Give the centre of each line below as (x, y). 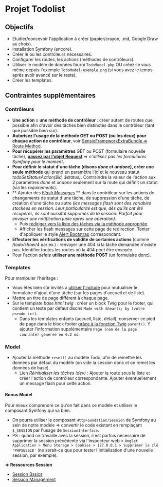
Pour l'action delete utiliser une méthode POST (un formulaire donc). (81, 255)
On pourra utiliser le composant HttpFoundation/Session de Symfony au (84, 420)
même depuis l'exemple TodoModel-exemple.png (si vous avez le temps (82, 70)
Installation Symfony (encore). (42, 49)
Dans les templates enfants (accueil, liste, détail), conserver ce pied (87, 319)
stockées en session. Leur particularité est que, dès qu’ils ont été (78, 208)
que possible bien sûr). (35, 130)
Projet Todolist (35, 9)
